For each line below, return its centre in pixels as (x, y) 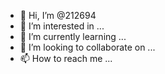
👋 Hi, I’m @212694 (58, 15)
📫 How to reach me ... (66, 58)
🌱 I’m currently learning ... (73, 36)
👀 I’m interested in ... (62, 26)
